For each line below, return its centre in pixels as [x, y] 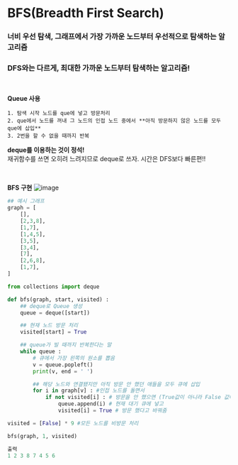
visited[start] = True [53, 332]
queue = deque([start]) [55, 313]
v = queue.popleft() [63, 365]
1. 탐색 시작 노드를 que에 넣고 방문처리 [59, 114]
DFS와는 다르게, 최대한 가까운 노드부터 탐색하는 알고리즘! [99, 68]
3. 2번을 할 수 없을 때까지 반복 [49, 136]
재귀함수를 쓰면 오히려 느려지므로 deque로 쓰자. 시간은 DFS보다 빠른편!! [107, 159]
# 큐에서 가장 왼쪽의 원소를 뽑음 [74, 358]
